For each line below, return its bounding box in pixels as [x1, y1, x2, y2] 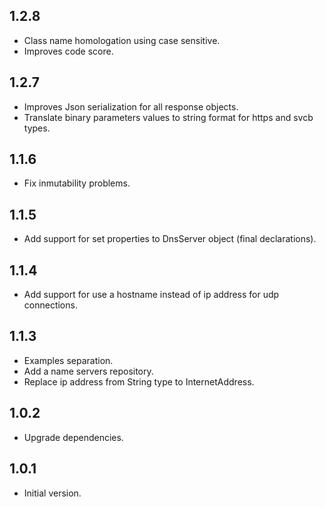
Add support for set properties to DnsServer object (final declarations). [23, 233, 317, 245]
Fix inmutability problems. [23, 177, 131, 189]
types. [23, 122, 51, 134]
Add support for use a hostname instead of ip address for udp [23, 289, 280, 301]
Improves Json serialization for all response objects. [23, 100, 239, 113]
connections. [23, 299, 78, 311]
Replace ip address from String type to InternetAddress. [23, 375, 255, 388]
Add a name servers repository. [23, 365, 154, 377]
